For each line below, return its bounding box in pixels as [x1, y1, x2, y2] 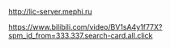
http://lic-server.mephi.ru [8, 7, 92, 16]
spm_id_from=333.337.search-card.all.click [8, 31, 153, 40]
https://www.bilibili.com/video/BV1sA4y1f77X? [8, 22, 163, 31]
